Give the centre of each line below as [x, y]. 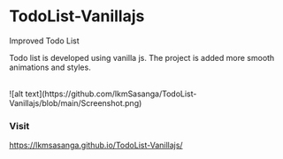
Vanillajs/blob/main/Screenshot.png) [76, 102]
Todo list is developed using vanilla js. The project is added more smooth [142, 57]
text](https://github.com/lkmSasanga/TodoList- [111, 94]
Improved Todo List [44, 41]
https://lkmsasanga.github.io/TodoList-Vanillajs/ [96, 145]
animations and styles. [50, 67]
